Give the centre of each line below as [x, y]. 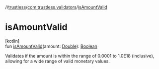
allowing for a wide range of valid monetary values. [58, 61]
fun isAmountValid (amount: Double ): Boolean [51, 46]
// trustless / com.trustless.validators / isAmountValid [56, 7]
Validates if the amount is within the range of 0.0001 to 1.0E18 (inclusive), [80, 56]
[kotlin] [12, 41]
